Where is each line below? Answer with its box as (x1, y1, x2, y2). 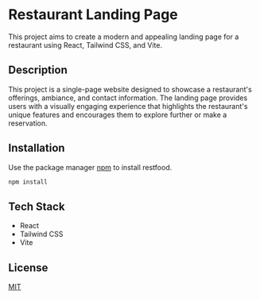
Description (8, 64, 68, 77)
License (8, 261, 49, 274)
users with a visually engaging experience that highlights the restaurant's (8, 101, 248, 111)
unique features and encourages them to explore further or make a (8, 110, 227, 119)
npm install (8, 177, 48, 186)
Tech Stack (8, 200, 65, 213)
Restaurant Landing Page (8, 6, 179, 24)
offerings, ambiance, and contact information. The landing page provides (8, 93, 248, 103)
